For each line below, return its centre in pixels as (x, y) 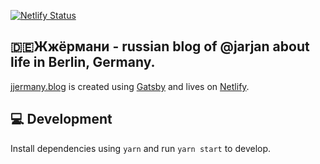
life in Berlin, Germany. (83, 62)
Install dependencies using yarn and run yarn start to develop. (141, 148)
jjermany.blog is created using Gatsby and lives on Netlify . (130, 86)
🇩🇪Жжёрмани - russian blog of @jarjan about (160, 46)
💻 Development (61, 119)
